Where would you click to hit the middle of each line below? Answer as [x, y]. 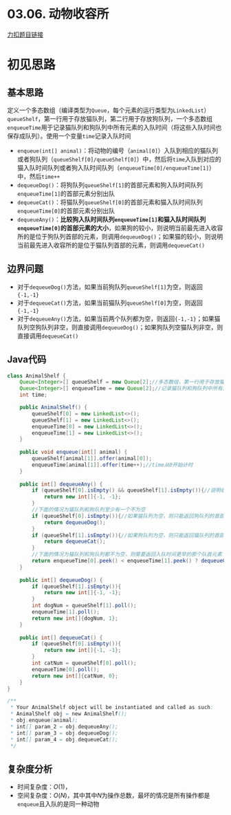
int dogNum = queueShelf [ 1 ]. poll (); [84, 606]
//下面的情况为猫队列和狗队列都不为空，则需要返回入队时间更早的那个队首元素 [127, 554]
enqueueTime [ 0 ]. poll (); [66, 669]
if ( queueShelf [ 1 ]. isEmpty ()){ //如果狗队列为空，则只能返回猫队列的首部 [128, 535]
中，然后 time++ [38, 176]
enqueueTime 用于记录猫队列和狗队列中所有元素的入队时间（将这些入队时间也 [114, 127]
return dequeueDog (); [75, 522]
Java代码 [27, 359]
